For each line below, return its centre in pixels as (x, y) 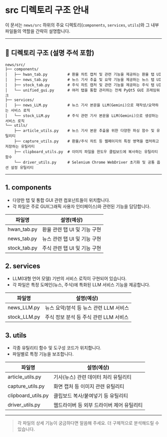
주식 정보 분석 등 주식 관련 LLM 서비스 (87, 317)
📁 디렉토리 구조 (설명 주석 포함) (50, 53)
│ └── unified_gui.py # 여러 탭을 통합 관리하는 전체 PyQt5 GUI (75, 90)
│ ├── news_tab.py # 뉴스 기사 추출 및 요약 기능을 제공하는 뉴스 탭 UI (83, 80)
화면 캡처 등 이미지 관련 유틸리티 (89, 387)
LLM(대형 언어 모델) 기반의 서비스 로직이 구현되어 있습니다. (69, 278)
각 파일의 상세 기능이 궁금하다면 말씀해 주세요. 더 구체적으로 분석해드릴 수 (88, 423)
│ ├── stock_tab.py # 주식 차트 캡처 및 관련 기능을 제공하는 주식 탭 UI (83, 85)
